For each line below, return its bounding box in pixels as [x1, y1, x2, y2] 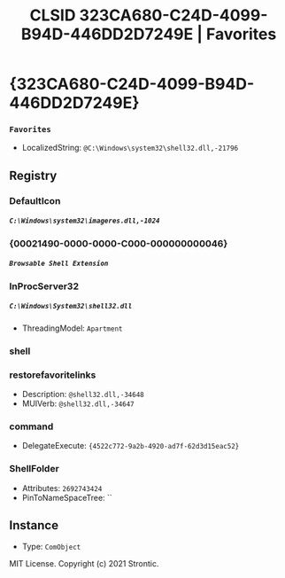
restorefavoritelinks [9, 369, 96, 381]
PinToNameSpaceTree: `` [21, 492, 112, 503]
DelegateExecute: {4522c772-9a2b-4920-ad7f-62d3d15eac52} [21, 441, 240, 451]
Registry [9, 168, 58, 183]
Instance [9, 518, 59, 533]
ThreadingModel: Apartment [21, 323, 123, 333]
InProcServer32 [9, 280, 80, 293]
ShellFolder [9, 463, 59, 475]
